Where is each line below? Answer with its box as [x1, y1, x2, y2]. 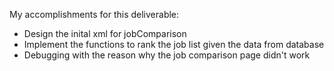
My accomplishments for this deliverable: [9, 9, 180, 20]
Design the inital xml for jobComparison [23, 28, 187, 39]
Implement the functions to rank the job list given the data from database [23, 39, 325, 50]
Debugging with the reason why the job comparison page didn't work [23, 49, 311, 61]
